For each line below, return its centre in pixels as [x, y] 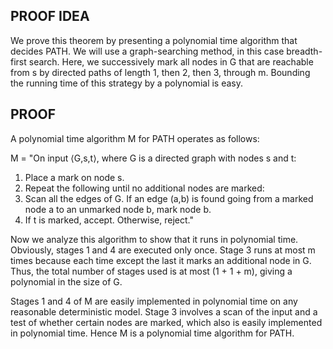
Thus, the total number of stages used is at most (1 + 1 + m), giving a [151, 271]
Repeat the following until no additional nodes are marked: [144, 188]
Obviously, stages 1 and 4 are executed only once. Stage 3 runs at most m [163, 250]
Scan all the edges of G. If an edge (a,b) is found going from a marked [169, 198]
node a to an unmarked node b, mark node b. [118, 209]
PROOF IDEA [50, 16]
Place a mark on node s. [74, 177]
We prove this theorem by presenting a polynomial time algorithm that [154, 40]
